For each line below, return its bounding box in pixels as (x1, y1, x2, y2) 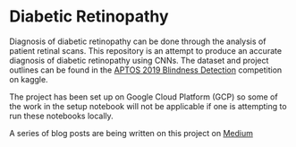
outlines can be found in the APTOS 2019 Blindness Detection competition (9, 65, 283, 75)
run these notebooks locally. (9, 110, 114, 121)
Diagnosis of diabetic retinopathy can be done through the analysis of (9, 36, 266, 47)
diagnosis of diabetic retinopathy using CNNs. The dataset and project (9, 55, 269, 65)
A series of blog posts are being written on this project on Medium (9, 127, 253, 138)
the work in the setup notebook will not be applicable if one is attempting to (9, 100, 288, 111)
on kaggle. (9, 73, 48, 84)
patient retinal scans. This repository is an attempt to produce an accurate (9, 45, 283, 56)
